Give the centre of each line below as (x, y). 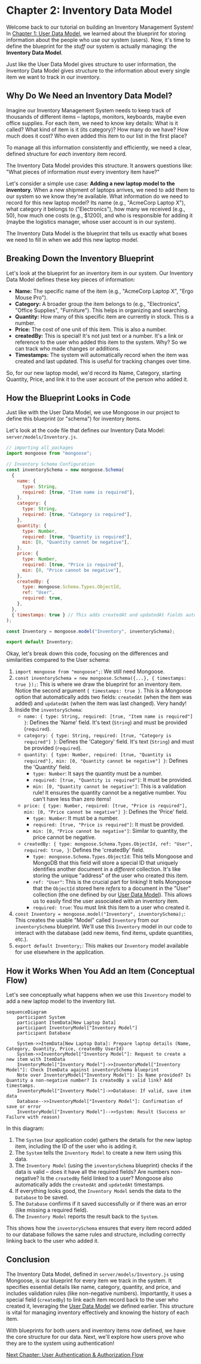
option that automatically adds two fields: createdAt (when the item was (103, 697)
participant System (41, 1018)
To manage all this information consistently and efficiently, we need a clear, (99, 147)
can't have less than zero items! (72, 799)
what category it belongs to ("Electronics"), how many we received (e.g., (96, 209)
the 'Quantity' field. (48, 767)
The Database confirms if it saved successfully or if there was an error (101, 1204)
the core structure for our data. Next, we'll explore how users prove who (95, 1336)
